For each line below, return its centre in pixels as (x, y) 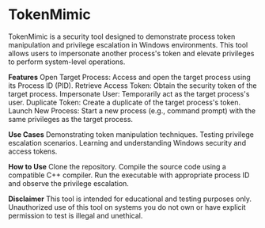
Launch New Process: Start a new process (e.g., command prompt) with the (132, 110)
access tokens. (33, 151)
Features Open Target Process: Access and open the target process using (129, 77)
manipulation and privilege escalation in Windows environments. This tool (128, 44)
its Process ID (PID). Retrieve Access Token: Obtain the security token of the (132, 85)
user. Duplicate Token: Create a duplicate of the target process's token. (125, 102)
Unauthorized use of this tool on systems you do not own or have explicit (127, 207)
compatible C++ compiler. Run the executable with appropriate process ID (129, 175)
